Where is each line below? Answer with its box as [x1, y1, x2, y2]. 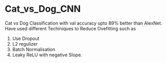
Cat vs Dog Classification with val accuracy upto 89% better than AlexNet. [5, 20, 162, 26]
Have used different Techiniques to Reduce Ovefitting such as [5, 25, 136, 31]
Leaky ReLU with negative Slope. [12, 52, 83, 58]
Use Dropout [12, 35, 40, 41]
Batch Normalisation [12, 46, 55, 52]
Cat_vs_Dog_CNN [5, 3, 81, 15]
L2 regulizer [12, 40, 38, 47]
